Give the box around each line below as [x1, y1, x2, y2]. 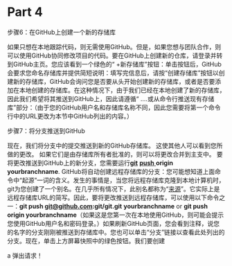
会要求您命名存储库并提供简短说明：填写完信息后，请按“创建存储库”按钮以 [7, 69, 220, 77]
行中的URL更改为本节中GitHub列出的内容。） [7, 112, 134, 120]
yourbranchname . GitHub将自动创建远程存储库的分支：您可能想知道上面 [7, 167, 215, 175]
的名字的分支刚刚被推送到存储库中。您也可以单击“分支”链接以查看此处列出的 [7, 228, 225, 236]
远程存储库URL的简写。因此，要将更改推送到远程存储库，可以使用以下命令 [7, 193, 220, 202]
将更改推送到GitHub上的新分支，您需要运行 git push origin [7, 159, 173, 167]
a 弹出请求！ [7, 251, 43, 260]
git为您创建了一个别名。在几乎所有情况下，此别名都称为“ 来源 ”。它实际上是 [7, 184, 220, 193]
